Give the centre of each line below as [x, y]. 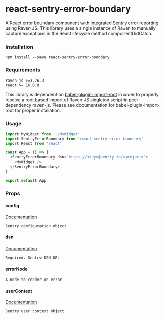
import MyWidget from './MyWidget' [43, 134]
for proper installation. [38, 110]
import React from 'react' [34, 143]
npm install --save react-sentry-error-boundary [57, 57]
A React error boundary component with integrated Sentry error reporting [82, 23]
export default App [26, 180]
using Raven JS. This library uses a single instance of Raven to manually [80, 28]
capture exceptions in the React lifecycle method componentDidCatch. [79, 33]
